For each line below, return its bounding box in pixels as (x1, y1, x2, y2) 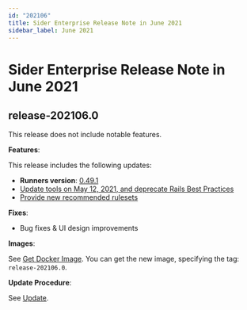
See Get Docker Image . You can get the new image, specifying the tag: (8, 255, 240, 264)
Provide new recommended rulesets (19, 193, 139, 202)
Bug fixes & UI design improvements (19, 224, 139, 233)
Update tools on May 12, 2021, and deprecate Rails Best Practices (19, 184, 234, 194)
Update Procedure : (8, 278, 72, 288)
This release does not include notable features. (8, 130, 162, 140)
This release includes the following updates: (8, 160, 152, 170)
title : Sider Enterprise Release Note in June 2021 (8, 19, 182, 27)
